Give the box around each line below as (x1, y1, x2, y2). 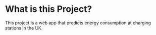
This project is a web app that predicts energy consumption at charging (5, 20, 151, 26)
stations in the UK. (5, 25, 43, 31)
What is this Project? (5, 3, 92, 15)
